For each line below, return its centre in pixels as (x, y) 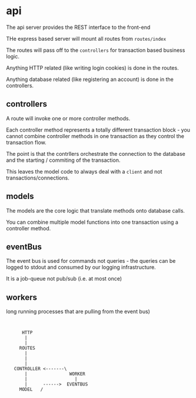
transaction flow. (26, 142)
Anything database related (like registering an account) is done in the (90, 79)
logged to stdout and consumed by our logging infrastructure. (81, 267)
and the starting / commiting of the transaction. (63, 160)
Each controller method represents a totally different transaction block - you (98, 130)
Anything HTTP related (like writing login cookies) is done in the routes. (92, 68)
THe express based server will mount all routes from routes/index (86, 38)
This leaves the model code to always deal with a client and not (84, 171)
